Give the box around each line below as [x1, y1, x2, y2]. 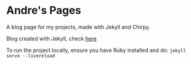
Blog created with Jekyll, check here [6, 35, 97, 42]
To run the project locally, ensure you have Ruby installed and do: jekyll [6, 46, 186, 54]
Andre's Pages [6, 4, 81, 17]
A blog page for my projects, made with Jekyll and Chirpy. [6, 23, 151, 31]
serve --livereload [6, 53, 55, 59]
